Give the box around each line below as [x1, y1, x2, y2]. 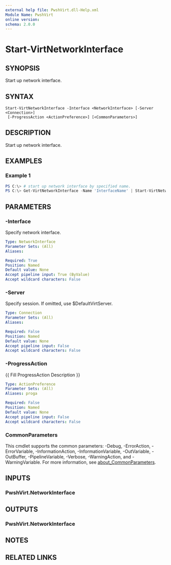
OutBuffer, [5, 453, 27, 459]
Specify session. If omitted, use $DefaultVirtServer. [5, 300, 113, 306]
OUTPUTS [5, 505, 38, 513]
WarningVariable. [5, 459, 42, 465]
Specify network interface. [5, 229, 61, 235]
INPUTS [5, 474, 31, 482]
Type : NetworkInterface [5, 239, 56, 244]
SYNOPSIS [5, 64, 40, 72]
